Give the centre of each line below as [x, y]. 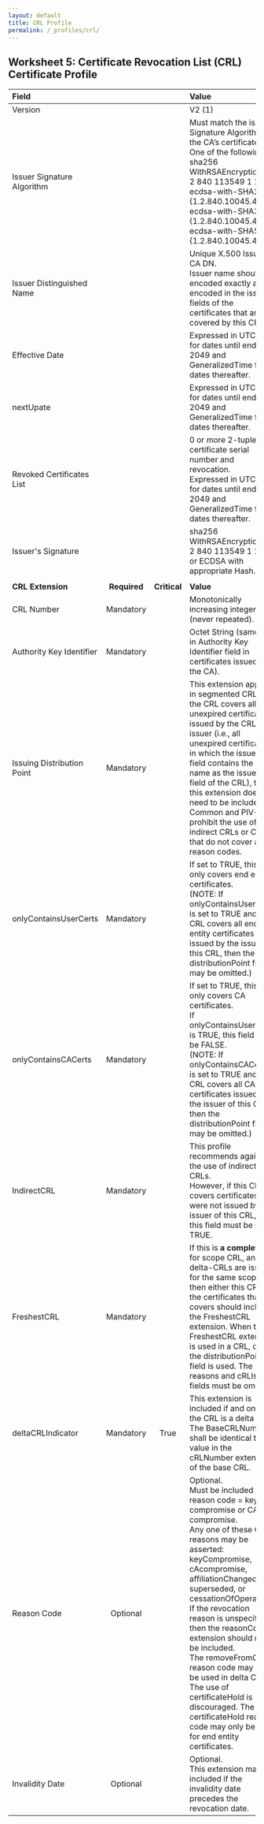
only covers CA [218, 996]
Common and [214, 813]
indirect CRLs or [219, 832]
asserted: [207, 1550]
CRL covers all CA [223, 1085]
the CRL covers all [223, 704]
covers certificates [224, 1196]
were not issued [219, 1205]
